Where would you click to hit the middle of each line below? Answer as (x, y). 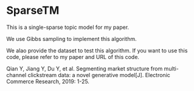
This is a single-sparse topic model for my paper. (68, 27)
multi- (171, 68)
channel (16, 75)
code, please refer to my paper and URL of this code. (73, 57)
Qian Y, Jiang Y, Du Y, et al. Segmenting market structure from (85, 68)
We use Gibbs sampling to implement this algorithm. (71, 39)
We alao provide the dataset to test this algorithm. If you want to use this (97, 50)
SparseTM (33, 11)
